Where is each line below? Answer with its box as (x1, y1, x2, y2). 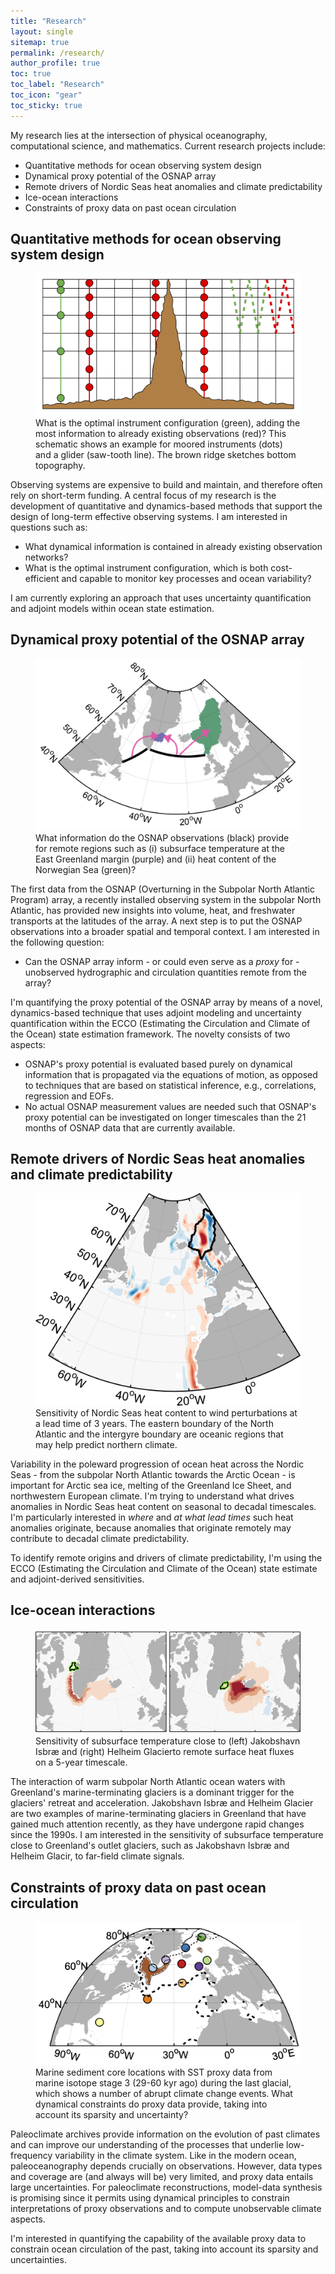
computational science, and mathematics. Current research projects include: (10, 140, 326, 152)
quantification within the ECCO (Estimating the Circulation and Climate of (10, 1017, 311, 1029)
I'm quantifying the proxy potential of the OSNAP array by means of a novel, (10, 996, 323, 1008)
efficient (24, 572, 60, 584)
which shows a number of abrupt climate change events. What (35, 2088, 293, 2100)
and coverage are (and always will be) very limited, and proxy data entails (10, 2171, 314, 2183)
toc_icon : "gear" (10, 90, 83, 100)
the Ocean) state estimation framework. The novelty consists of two (10, 1028, 291, 1040)
